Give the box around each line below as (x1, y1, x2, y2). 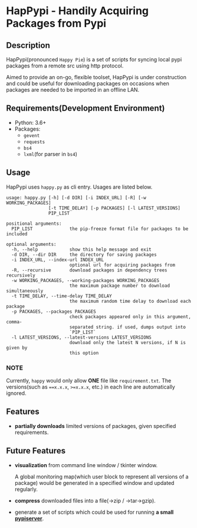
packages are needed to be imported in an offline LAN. (6, 86, 140, 93)
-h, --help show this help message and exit (11, 247, 152, 252)
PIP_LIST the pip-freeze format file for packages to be (11, 226, 189, 232)
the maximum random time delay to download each (69, 298, 192, 304)
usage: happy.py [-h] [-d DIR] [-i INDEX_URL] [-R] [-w (6, 195, 146, 200)
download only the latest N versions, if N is (69, 339, 186, 345)
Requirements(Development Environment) (6, 103, 165, 114)
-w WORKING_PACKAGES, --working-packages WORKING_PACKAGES (11, 277, 160, 283)
